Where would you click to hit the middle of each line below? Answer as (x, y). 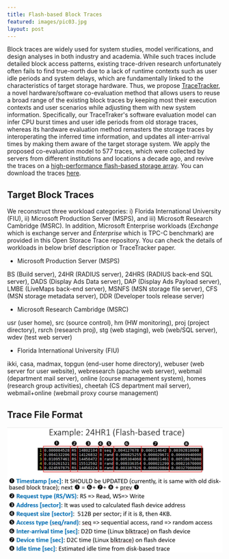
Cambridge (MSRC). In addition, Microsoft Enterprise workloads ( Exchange (113, 226)
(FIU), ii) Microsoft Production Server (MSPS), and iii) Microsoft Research (110, 219)
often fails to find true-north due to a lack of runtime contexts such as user (112, 71)
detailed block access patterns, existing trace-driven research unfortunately (114, 64)
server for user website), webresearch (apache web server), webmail (105, 371)
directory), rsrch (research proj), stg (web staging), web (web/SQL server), (112, 330)
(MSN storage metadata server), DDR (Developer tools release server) (106, 296)
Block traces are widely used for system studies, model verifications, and (110, 49)
